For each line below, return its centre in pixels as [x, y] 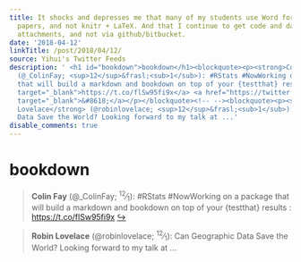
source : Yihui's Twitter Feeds [68, 59]
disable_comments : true [54, 126]
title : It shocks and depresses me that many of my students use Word [144, 17]
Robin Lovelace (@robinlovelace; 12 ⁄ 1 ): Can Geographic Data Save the [159, 236]
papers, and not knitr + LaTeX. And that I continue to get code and [150, 26]
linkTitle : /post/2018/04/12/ [66, 51]
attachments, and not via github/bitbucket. [102, 34]
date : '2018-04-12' [46, 42]
